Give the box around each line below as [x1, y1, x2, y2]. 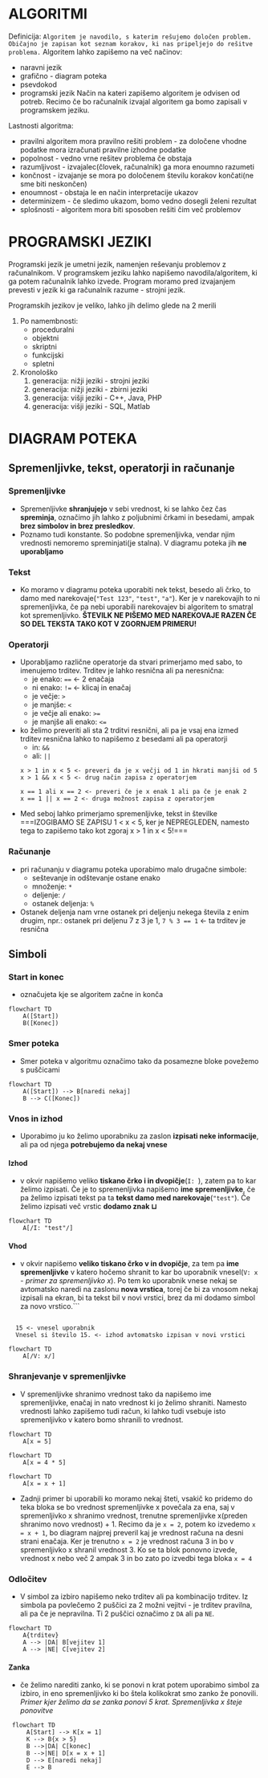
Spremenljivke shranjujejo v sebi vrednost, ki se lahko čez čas [19, 504, 227, 513]
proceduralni [31, 325, 75, 334]
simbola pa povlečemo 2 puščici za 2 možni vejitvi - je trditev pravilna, [19, 1600, 253, 1609]
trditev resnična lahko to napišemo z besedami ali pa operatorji [19, 734, 228, 744]
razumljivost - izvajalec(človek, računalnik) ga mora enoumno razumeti [19, 161, 255, 171]
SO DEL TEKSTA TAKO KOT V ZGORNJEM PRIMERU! [19, 619, 197, 629]
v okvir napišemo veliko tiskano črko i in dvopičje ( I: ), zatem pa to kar [19, 1176, 257, 1186]
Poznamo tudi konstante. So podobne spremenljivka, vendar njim [19, 529, 235, 539]
